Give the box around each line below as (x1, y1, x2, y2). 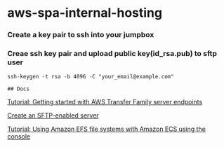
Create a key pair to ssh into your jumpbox (7, 30, 154, 40)
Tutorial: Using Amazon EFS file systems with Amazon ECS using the (7, 125, 206, 134)
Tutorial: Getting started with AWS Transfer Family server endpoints (7, 98, 203, 106)
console (7, 132, 31, 141)
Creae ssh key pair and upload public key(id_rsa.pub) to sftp (7, 49, 218, 59)
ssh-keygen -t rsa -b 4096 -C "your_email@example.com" (7, 73, 174, 80)
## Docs (7, 85, 30, 92)
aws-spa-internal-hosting (7, 5, 163, 21)
